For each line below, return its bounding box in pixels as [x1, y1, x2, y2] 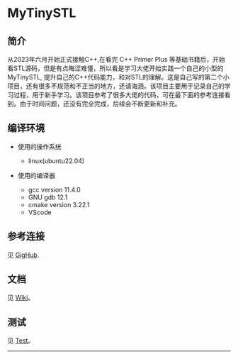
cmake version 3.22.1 [28, 200, 90, 209]
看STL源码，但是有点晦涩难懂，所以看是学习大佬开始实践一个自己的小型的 [7, 64, 224, 72]
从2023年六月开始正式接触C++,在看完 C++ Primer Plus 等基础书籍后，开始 [7, 55, 225, 63]
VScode [28, 208, 52, 216]
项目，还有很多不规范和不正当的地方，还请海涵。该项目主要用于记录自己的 [7, 82, 225, 90]
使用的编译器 [17, 171, 55, 179]
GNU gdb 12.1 [28, 193, 68, 201]
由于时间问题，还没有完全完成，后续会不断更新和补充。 [19, 99, 181, 108]
